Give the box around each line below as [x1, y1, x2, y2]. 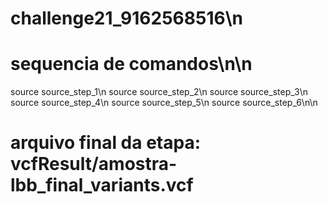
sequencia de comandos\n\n [10, 53, 253, 76]
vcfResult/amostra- [10, 153, 178, 176]
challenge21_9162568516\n [10, 7, 243, 30]
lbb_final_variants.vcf [10, 174, 194, 197]
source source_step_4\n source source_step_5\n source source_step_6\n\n [10, 97, 318, 109]
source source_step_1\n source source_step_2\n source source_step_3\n [10, 86, 308, 98]
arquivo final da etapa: [10, 132, 201, 154]
